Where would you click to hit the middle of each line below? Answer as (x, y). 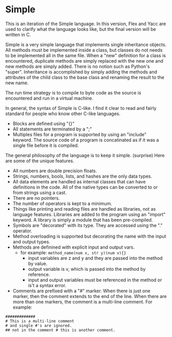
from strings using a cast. (40, 192)
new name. (17, 83)
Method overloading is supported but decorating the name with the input (89, 236)
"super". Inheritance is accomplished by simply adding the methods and (81, 72)
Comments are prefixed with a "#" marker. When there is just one (82, 291)
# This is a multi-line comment (40, 321)
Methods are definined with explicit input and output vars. (73, 247)
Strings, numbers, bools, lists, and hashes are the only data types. (82, 176)
